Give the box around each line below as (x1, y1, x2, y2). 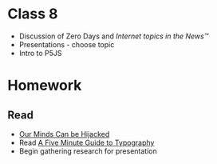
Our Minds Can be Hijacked (18, 129, 110, 138)
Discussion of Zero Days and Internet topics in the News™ (18, 31, 209, 41)
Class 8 (7, 5, 58, 23)
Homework (7, 77, 82, 94)
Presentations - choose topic (18, 39, 115, 49)
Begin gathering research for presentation (18, 146, 157, 156)
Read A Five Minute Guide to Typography (18, 138, 155, 147)
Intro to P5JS (18, 48, 62, 58)
